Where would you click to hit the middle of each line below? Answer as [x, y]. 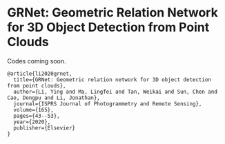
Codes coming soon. [37, 61]
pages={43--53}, [37, 116]
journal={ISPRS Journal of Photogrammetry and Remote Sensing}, [108, 104]
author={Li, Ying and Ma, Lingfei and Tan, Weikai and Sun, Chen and [115, 92]
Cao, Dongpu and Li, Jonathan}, [53, 98]
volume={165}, [33, 110]
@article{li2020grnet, [40, 74]
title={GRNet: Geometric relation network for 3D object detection [112, 80]
